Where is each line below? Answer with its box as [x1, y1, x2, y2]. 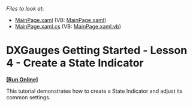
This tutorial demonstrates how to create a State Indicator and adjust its [6, 87, 183, 95]
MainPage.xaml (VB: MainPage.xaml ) [14, 17, 107, 23]
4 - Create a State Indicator [6, 56, 144, 70]
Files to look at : [6, 5, 44, 12]
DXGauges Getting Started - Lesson [6, 44, 188, 57]
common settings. [6, 93, 51, 100]
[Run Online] [6, 75, 38, 83]
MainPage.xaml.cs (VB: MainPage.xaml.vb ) [14, 23, 122, 30]
